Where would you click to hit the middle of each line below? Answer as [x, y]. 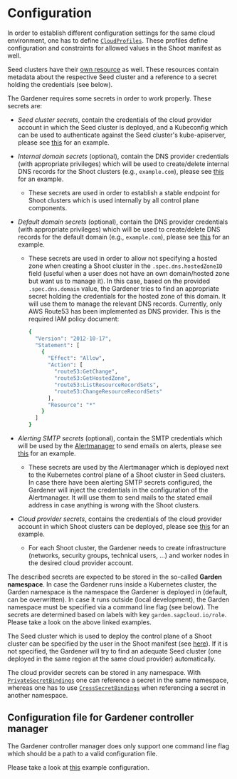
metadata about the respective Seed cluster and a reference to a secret [112, 77]
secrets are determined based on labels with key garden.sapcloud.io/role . [117, 615]
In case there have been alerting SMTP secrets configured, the [120, 483]
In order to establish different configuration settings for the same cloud [111, 33]
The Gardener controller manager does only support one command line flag [118, 746]
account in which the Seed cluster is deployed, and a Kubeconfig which [123, 127]
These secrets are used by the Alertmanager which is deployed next [128, 468]
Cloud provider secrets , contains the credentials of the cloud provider [120, 519]
